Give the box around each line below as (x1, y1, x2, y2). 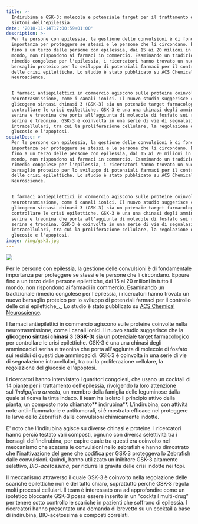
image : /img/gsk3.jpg (6, 238, 60, 244)
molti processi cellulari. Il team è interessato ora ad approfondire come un (6, 486, 185, 493)
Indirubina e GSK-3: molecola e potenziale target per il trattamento (11, 14, 189, 20)
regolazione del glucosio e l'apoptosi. (6, 364, 97, 371)
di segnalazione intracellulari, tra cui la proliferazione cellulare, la (6, 358, 164, 365)
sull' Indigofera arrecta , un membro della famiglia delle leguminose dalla (6, 388, 180, 395)
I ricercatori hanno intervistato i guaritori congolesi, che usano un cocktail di (6, 375, 191, 382)
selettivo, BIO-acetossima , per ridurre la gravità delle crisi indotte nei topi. (6, 462, 186, 469)
